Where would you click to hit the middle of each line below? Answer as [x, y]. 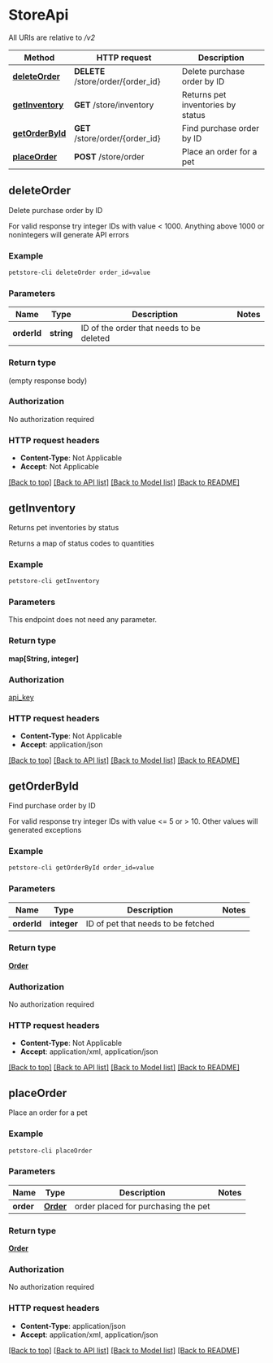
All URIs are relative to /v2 [52, 37]
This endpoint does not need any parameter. [82, 620]
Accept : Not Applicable [59, 467]
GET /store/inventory [114, 105]
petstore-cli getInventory [54, 581]
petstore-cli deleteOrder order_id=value [80, 273]
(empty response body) [48, 381]
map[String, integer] [43, 658]
